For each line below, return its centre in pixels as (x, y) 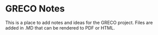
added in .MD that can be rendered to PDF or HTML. (60, 27)
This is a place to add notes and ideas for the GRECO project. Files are (79, 22)
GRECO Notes (35, 9)
